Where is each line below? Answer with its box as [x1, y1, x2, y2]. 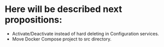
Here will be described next [5, 3, 122, 15]
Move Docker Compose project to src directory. [12, 36, 112, 42]
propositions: [5, 14, 63, 25]
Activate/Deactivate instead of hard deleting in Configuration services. [12, 30, 159, 36]
